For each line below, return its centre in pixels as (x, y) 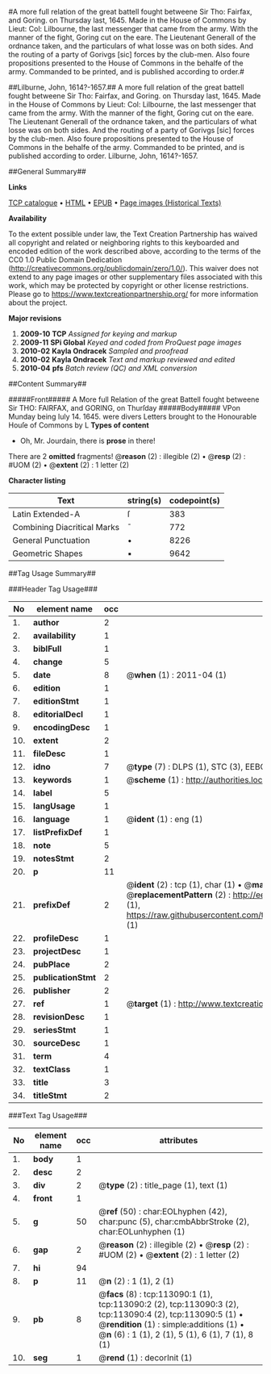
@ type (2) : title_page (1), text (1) (163, 1185)
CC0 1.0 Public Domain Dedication (65, 260)
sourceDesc (57, 1043)
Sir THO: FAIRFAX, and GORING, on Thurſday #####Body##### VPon (124, 408)
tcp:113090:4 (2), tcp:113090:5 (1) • (171, 1314)
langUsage (54, 806)
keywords (53, 780)
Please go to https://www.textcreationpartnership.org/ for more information (133, 294)
